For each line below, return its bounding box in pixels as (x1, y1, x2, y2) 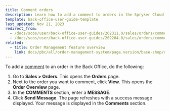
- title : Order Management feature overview (10, 45, 105, 50)
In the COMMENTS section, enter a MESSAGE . (12, 89, 111, 95)
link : (14, 49, 26, 54)
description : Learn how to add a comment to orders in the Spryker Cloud (5, 12, 164, 17)
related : (5, 40, 24, 45)
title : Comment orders (5, 7, 53, 13)
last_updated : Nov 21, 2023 (5, 21, 65, 27)
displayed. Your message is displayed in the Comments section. (12, 100, 147, 106)
